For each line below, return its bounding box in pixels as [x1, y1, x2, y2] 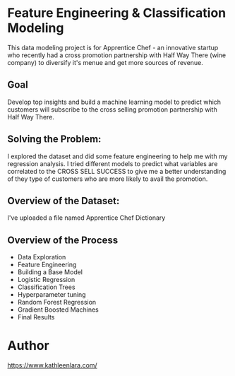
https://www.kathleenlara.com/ [7, 361, 97, 370]
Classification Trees [17, 283, 76, 291]
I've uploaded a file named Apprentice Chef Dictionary [7, 213, 166, 222]
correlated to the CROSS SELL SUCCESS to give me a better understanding [7, 167, 227, 175]
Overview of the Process [7, 234, 119, 246]
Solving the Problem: [7, 133, 102, 146]
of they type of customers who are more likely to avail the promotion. [7, 175, 208, 183]
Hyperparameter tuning [17, 290, 86, 299]
